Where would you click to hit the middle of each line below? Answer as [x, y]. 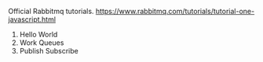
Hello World [38, 34]
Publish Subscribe [49, 51]
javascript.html [32, 19]
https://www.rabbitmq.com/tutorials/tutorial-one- [175, 11]
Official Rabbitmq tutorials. [51, 11]
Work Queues [42, 43]
